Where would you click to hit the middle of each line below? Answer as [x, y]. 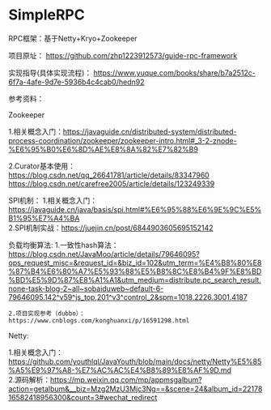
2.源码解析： [30, 379]
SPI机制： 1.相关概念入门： [53, 200]
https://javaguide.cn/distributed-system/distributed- [150, 131]
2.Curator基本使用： [42, 166]
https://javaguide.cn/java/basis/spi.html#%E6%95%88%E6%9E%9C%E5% [135, 209]
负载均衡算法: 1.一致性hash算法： [64, 245]
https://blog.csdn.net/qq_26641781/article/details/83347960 [109, 175]
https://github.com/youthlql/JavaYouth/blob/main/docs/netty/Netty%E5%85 [135, 361]
